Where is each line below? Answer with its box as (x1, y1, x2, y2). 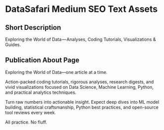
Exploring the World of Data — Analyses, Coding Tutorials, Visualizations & (5, 36, 156, 42)
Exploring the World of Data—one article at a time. (5, 69, 108, 75)
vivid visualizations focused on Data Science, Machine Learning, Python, (5, 84, 154, 90)
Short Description (5, 23, 61, 32)
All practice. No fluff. (5, 119, 47, 125)
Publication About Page (5, 56, 80, 65)
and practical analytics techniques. (5, 89, 77, 95)
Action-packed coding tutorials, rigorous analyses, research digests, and (5, 78, 154, 85)
